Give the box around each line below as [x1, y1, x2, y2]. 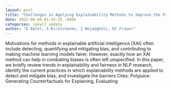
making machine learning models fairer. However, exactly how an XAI [5, 51, 151, 57]
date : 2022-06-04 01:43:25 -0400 [5, 17, 76, 22]
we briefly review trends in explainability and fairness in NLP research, [5, 62, 153, 68]
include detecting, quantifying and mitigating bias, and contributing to [5, 46, 152, 52]
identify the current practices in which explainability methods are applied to [5, 67, 164, 74]
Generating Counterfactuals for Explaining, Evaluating [5, 78, 118, 84]
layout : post [5, 7, 33, 13]
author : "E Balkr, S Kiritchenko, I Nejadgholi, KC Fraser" [5, 26, 136, 32]
